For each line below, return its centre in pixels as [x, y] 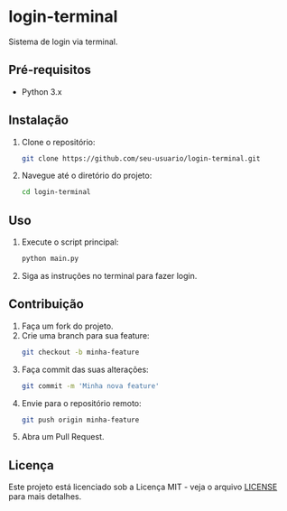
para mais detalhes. [45, 497]
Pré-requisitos [50, 70]
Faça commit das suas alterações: [85, 369]
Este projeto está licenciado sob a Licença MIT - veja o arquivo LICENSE [143, 487]
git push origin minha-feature [80, 420]
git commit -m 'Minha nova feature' [90, 386]
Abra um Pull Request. [63, 437]
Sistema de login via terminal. [63, 42]
